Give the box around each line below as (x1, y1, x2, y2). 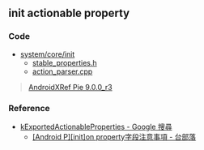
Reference (8, 102, 50, 114)
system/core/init (19, 49, 75, 59)
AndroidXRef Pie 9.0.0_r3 (28, 82, 113, 92)
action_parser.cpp (32, 66, 93, 76)
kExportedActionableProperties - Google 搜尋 (19, 122, 172, 131)
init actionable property (8, 6, 130, 20)
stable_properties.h (32, 58, 97, 67)
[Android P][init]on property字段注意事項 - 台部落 (32, 131, 197, 141)
